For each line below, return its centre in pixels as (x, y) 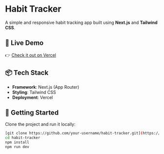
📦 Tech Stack (27, 73)
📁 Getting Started (32, 112)
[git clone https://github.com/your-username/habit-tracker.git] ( (74, 133)
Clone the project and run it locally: (40, 124)
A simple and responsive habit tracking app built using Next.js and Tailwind (81, 22)
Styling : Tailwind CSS (34, 92)
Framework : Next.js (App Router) (46, 87)
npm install (17, 142)
